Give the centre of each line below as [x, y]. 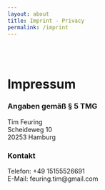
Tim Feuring [25, 121]
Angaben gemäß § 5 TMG [52, 106]
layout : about [29, 14]
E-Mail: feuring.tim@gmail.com [53, 179]
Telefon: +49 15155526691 [46, 171]
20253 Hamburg [31, 137]
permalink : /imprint [38, 27]
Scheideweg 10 [30, 129]
